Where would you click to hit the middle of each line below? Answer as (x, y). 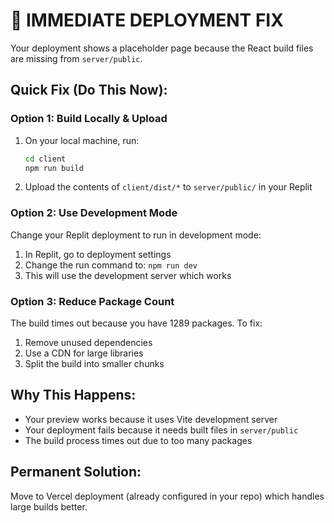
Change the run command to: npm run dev (111, 265)
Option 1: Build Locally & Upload (89, 119)
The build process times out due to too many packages (138, 440)
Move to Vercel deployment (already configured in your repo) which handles (167, 496)
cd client (45, 159)
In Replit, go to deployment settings (98, 254)
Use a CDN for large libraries (84, 353)
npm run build (54, 168)
